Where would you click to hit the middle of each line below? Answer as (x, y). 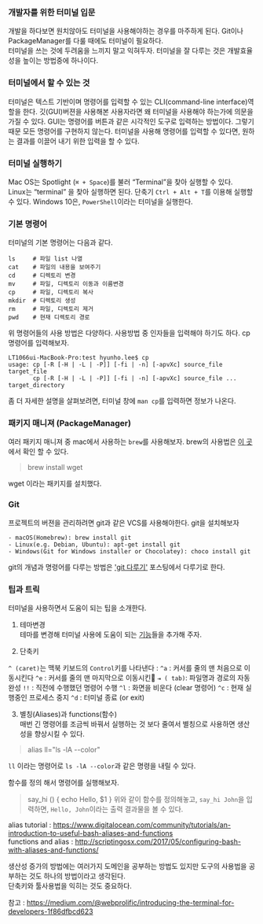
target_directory (37, 386)
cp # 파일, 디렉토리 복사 (51, 293)
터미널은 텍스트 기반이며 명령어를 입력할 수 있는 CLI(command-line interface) (128, 102)
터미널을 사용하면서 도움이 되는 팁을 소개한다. (77, 608)
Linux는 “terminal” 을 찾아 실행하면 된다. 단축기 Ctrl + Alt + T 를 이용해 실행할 (131, 191)
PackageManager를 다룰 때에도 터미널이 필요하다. (86, 41)
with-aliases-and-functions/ (53, 850)
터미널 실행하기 (35, 163)
